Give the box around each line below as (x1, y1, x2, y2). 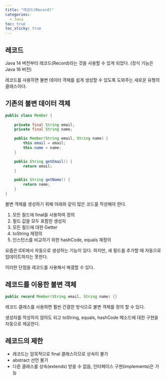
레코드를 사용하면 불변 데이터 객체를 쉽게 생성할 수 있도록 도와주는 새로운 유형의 (5, 77, 160, 83)
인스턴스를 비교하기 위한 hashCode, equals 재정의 (12, 237, 111, 243)
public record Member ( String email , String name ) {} (5, 294, 117, 299)
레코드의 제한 (5, 336, 43, 345)
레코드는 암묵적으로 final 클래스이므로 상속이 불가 (12, 351, 108, 357)
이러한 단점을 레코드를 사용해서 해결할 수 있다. (5, 264, 95, 270)
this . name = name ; (23, 145, 61, 150)
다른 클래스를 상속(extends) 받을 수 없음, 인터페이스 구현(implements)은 (12, 363, 154, 369)
